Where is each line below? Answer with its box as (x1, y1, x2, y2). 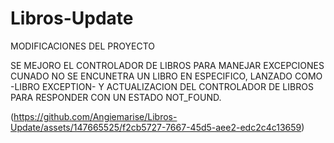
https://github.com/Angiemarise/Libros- (13, 110, 178, 122)
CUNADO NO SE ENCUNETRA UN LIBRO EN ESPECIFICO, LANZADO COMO (10, 70, 323, 82)
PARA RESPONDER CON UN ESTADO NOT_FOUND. (10, 91, 222, 103)
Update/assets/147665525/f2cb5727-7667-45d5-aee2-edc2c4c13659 (10, 121, 302, 133)
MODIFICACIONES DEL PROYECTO (10, 40, 155, 52)
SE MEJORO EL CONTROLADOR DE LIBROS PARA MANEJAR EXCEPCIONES (10, 59, 325, 71)
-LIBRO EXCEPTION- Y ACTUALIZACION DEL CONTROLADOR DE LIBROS (10, 80, 314, 92)
